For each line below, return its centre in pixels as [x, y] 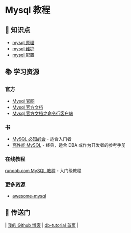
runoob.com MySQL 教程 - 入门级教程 [43, 171]
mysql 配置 [23, 55]
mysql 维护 [23, 49]
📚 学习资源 [22, 72]
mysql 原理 [23, 43]
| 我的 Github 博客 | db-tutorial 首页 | [42, 225]
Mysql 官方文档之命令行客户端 [43, 113]
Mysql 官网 [23, 101]
